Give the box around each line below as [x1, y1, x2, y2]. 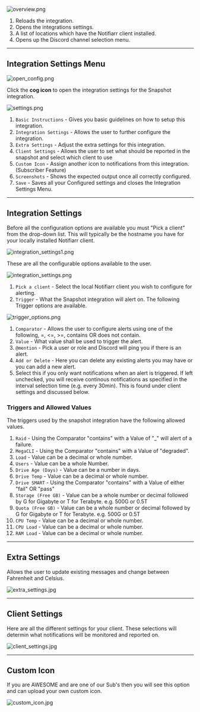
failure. [15, 441, 33, 448]
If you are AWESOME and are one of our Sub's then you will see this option [7, 681, 190, 688]
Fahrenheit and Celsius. [7, 574, 65, 582]
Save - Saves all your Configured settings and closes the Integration [15, 179, 181, 186]
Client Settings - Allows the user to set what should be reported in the [15, 147, 191, 154]
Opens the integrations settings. [15, 24, 94, 30]
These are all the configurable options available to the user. [7, 260, 152, 267]
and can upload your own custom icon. [7, 688, 103, 695]
